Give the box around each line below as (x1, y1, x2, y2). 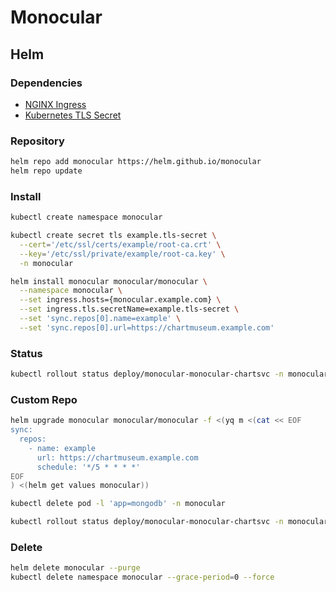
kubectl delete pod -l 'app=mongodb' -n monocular (10, 499, 226, 509)
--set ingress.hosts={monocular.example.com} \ (19, 295, 222, 305)
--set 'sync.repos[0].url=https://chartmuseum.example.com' (19, 322, 275, 333)
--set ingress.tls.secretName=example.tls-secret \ (19, 304, 240, 315)
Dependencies (10, 76, 83, 90)
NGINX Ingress (24, 98, 87, 110)
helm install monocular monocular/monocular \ (10, 276, 208, 286)
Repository (10, 134, 65, 148)
